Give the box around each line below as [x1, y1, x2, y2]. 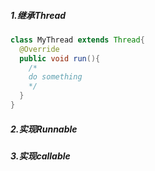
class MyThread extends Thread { [10, 35, 145, 45]
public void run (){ [19, 53, 101, 64]
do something [28, 72, 83, 82]
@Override [19, 44, 60, 54]
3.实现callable [10, 150, 71, 162]
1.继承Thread [10, 9, 67, 21]
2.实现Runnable [10, 123, 78, 135]
